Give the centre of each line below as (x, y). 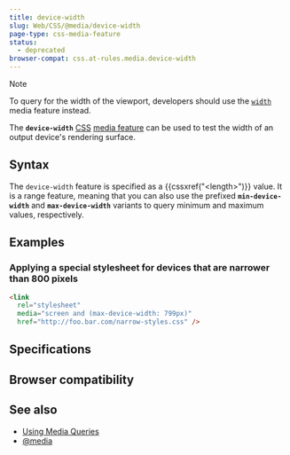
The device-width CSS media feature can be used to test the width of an (141, 128)
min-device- (260, 196)
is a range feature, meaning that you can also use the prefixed (123, 195)
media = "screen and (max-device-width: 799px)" (105, 314)
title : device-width (47, 17)
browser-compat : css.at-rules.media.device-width (103, 59)
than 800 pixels (43, 278)
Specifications (50, 350)
